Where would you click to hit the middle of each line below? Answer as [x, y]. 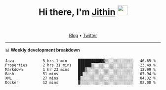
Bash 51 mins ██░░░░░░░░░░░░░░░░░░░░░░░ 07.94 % [80, 74]
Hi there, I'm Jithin [77, 12]
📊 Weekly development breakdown [42, 50]
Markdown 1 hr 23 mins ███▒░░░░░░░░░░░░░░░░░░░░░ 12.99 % [80, 69]
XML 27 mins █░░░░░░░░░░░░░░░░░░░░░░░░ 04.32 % [80, 78]
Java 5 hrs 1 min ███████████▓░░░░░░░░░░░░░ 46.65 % [80, 61]
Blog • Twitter [83, 35]
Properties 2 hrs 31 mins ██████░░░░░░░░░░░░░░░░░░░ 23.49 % [80, 65]
